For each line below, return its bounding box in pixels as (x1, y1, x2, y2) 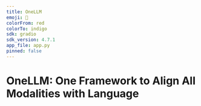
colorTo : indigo (6, 25, 47, 32)
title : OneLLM (6, 8, 42, 15)
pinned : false (6, 48, 42, 54)
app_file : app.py (6, 43, 50, 49)
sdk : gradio (6, 31, 36, 37)
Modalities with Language (6, 87, 139, 100)
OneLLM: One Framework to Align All (6, 73, 196, 87)
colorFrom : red (6, 20, 45, 26)
